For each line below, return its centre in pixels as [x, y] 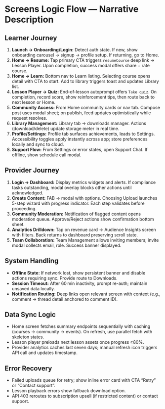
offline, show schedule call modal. [46, 155]
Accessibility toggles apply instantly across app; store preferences [80, 139]
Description [29, 20]
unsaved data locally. [33, 288]
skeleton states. [28, 337]
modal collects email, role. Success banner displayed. [66, 245]
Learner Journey [31, 38]
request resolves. [29, 118]
